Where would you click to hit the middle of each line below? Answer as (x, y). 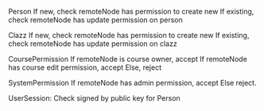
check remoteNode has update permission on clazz (93, 44)
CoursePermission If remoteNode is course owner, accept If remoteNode (128, 59)
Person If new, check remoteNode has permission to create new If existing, (131, 11)
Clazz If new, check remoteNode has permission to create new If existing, (129, 35)
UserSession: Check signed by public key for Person (94, 98)
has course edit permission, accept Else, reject (85, 67)
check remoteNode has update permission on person (95, 20)
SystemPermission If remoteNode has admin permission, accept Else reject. (132, 83)
